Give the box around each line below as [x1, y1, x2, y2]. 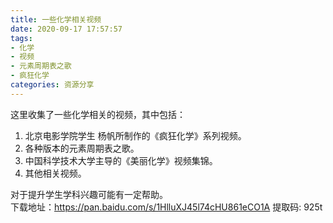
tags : [10, 33, 33, 43]
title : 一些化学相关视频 [10, 14, 102, 25]
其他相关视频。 [24, 167, 87, 179]
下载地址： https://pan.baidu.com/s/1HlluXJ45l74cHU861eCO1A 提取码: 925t [10, 201, 323, 213]
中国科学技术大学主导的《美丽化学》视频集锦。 [24, 154, 218, 166]
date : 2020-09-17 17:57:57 [10, 24, 123, 34]
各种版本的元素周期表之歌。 [24, 142, 140, 154]
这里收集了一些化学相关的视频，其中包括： [10, 108, 186, 120]
